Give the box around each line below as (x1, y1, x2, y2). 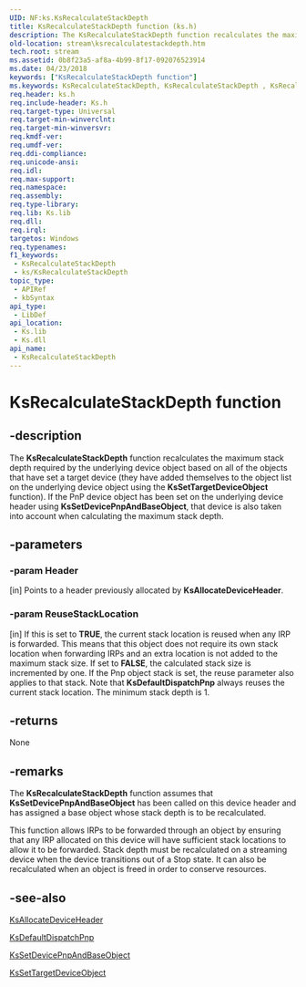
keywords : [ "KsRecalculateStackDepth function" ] (9, 73, 198, 82)
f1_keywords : (9, 251, 59, 260)
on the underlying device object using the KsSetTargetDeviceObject (9, 481, 269, 493)
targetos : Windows (9, 234, 79, 243)
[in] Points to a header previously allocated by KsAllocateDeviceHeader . (9, 585, 284, 596)
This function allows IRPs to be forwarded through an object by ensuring (9, 825, 281, 836)
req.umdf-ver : (9, 140, 64, 150)
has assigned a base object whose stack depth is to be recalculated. (9, 807, 267, 818)
